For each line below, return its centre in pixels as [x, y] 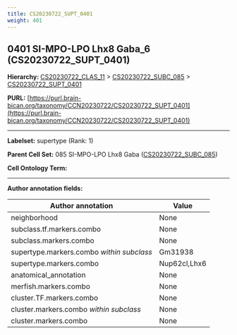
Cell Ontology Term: [37, 168]
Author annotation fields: [45, 188]
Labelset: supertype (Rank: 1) [50, 141]
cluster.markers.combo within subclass [76, 310]
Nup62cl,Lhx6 [183, 264]
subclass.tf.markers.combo [56, 229]
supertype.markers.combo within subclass [82, 252]
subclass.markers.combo [53, 240]
